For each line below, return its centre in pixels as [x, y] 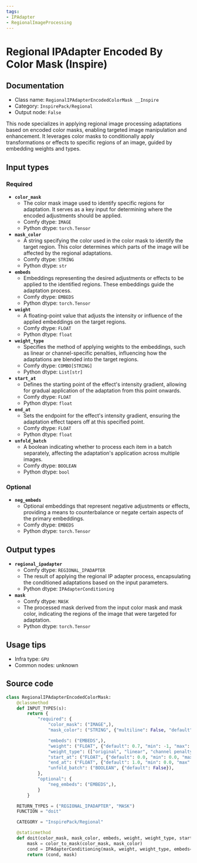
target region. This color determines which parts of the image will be [106, 247]
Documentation [35, 86]
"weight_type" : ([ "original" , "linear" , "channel [110, 752]
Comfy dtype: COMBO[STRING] [58, 366]
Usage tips [26, 645]
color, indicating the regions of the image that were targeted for [100, 614]
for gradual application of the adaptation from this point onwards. [102, 391]
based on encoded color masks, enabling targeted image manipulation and [96, 130]
